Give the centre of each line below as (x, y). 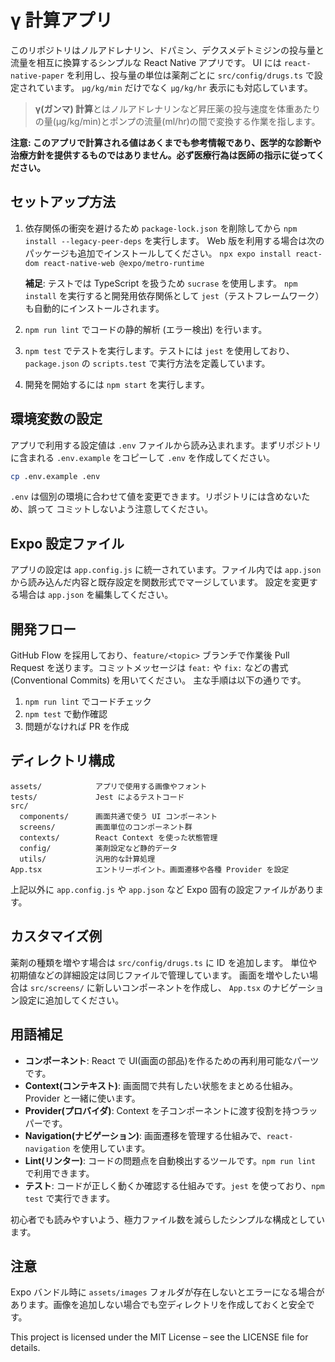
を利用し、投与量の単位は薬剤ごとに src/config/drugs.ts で (190, 75)
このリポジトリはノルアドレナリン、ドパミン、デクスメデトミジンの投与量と (167, 50)
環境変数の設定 (56, 419)
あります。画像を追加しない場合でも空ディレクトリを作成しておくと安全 (158, 1305)
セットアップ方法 (63, 202)
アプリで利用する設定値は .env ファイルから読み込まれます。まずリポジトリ (166, 445)
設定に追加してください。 (71, 1000)
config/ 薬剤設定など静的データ (98, 848)
